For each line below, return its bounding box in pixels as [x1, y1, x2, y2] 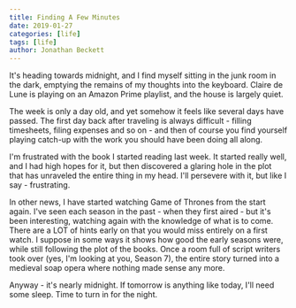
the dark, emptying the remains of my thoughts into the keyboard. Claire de [9, 80, 284, 90]
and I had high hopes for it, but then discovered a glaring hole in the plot [9, 161, 272, 172]
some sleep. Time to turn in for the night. [9, 289, 157, 300]
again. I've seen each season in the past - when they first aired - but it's [9, 206, 271, 217]
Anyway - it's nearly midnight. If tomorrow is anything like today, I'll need [9, 280, 275, 290]
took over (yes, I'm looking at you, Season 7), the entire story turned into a [9, 253, 280, 264]
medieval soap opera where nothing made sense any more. [9, 263, 225, 273]
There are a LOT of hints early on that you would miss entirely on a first [9, 225, 268, 235]
